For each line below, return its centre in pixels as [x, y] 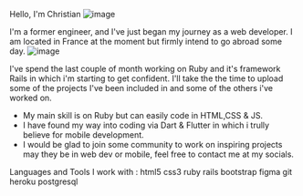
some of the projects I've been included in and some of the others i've [141, 88]
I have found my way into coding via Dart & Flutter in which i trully [146, 125]
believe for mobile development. [83, 135]
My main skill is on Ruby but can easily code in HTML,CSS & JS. [142, 115]
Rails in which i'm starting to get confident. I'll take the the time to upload [146, 78]
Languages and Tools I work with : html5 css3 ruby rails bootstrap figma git [151, 172]
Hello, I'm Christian [45, 14]
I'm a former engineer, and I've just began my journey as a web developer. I [151, 31]
